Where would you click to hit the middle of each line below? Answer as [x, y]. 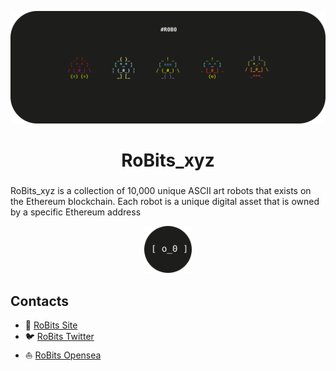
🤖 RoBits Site [51, 325]
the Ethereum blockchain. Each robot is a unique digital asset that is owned [165, 201]
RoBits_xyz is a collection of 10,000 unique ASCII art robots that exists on [161, 190]
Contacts [40, 301]
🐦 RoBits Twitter [59, 337]
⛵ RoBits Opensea [63, 355]
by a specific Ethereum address [76, 212]
